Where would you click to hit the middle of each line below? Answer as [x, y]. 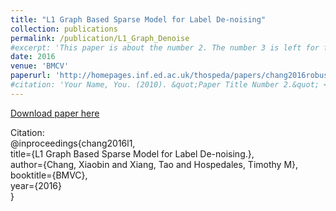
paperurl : [31, 76]
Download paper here [55, 113]
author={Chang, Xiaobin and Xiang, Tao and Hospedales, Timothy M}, [154, 164]
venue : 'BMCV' [40, 66]
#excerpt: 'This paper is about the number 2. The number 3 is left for [165, 47]
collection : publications [64, 29]
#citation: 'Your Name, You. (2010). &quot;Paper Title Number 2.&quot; [165, 85]
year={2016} [36, 185]
